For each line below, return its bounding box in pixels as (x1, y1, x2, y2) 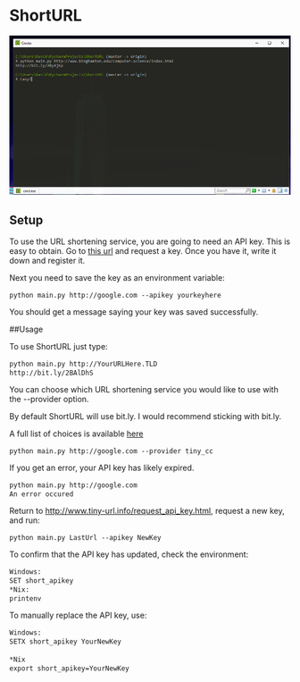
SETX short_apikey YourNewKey (9, 637, 122, 646)
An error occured (9, 490, 74, 499)
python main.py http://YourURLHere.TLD (9, 359, 158, 369)
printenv (9, 594, 42, 603)
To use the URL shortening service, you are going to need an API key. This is (9, 236, 291, 247)
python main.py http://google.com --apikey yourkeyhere (9, 291, 221, 300)
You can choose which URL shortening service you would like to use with (9, 384, 279, 395)
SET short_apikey (9, 577, 74, 585)
